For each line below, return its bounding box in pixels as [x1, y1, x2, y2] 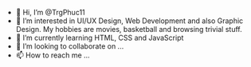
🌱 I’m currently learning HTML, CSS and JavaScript [15, 33, 184, 42]
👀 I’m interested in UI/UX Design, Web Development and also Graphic [15, 16, 244, 26]
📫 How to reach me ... [15, 50, 90, 60]
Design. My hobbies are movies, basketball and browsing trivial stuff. [15, 25, 242, 33]
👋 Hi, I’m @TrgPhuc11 [15, 8, 85, 17]
